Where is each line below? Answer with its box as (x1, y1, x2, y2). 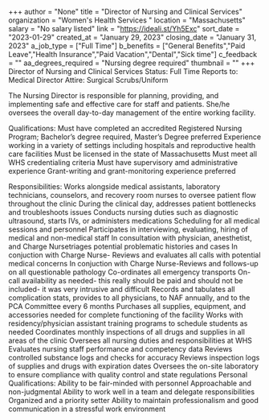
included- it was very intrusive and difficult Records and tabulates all (8, 285, 235, 294)
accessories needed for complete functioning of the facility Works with (8, 310, 243, 319)
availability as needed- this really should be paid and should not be (21, 276, 243, 285)
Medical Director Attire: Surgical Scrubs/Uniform (8, 76, 169, 84)
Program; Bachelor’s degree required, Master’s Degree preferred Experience (8, 132, 262, 142)
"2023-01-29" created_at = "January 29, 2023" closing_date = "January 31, (8, 32, 257, 42)
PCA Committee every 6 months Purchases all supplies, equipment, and (8, 302, 247, 311)
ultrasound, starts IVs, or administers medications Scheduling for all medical (8, 216, 260, 225)
